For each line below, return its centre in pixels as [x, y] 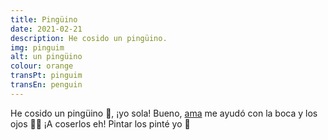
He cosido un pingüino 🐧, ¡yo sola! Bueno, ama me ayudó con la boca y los [164, 113]
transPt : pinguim [46, 76]
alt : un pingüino [46, 57]
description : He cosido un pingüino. [89, 38]
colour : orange [42, 66]
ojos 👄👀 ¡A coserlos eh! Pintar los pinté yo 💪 [100, 123]
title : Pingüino [44, 19]
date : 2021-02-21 [46, 29]
